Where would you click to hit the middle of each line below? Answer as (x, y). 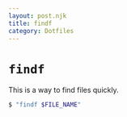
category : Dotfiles (41, 31)
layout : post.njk (38, 16)
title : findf (30, 23)
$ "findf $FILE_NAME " (45, 105)
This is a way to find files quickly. (63, 90)
